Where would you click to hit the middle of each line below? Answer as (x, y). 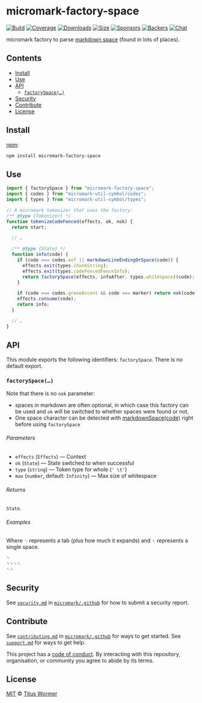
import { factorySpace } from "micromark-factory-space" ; (80, 188)
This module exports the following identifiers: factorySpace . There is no (95, 360)
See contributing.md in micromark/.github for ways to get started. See (94, 636)
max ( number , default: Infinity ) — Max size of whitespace (86, 475)
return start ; (29, 227)
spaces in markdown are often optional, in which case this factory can (102, 405)
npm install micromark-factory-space (54, 156)
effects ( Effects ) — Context (50, 456)
